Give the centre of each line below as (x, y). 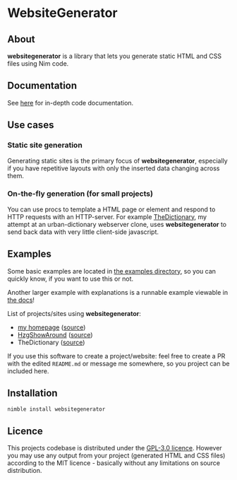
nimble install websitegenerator (56, 409)
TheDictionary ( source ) (51, 342)
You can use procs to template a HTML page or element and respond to (111, 209)
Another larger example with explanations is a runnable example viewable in (117, 292)
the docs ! (21, 300)
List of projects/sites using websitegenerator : (74, 313)
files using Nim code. (38, 64)
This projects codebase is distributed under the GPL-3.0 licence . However (115, 448)
